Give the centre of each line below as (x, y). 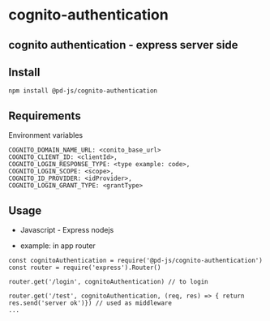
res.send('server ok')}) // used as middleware (90, 303)
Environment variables (46, 135)
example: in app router (58, 246)
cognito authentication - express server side (123, 45)
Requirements (45, 116)
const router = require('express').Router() (85, 268)
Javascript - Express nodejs (67, 230)
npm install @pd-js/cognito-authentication (83, 91)
